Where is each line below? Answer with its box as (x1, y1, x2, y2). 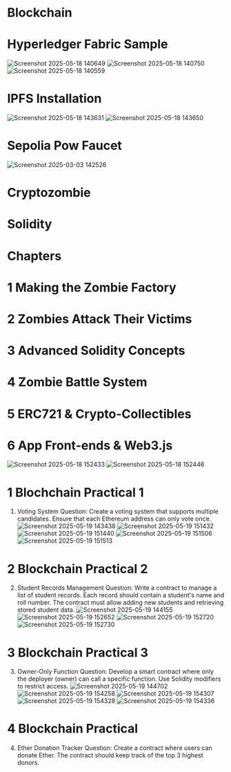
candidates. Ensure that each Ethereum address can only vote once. (17, 514, 212, 523)
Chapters (7, 248, 62, 264)
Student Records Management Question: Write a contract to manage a (17, 583, 217, 592)
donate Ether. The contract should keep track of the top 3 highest (17, 751, 203, 760)
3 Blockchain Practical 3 (7, 644, 148, 660)
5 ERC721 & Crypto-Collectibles (7, 406, 192, 422)
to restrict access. (17, 682, 69, 691)
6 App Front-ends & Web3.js (7, 437, 173, 453)
